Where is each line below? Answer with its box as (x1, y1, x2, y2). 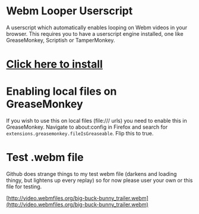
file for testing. (6, 183, 42, 190)
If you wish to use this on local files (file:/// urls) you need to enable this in (6, 117, 187, 125)
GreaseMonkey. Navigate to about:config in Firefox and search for (6, 123, 168, 131)
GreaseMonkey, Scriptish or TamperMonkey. (6, 36, 115, 44)
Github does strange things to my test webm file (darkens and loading (6, 170, 177, 177)
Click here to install (6, 58, 103, 71)
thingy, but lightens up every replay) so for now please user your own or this (6, 177, 193, 184)
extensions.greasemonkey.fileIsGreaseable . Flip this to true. (6, 130, 154, 137)
